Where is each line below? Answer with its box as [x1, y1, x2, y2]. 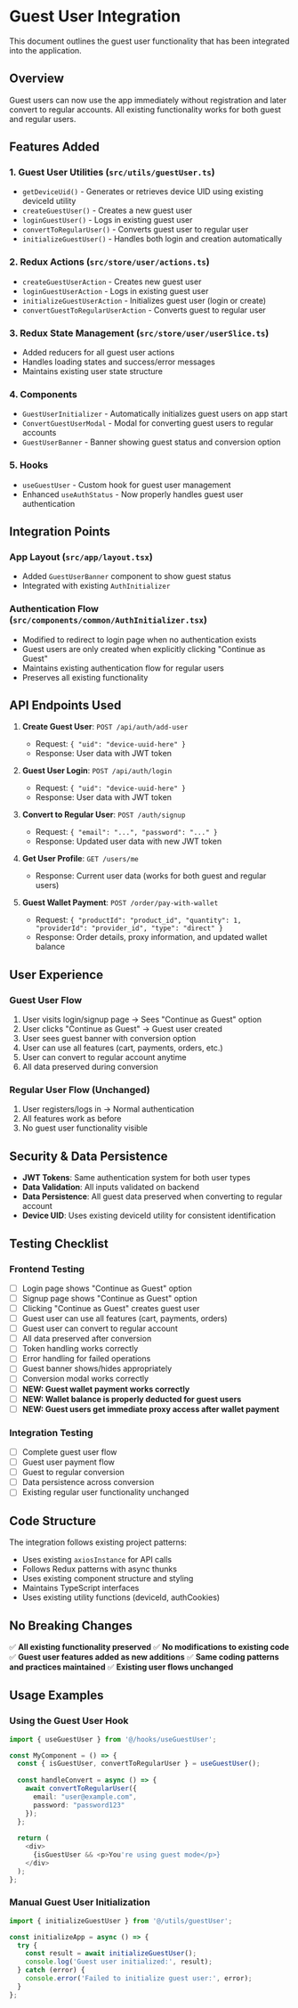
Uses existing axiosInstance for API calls [21, 1555, 172, 1565]
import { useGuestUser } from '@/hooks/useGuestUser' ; [9, 1735, 217, 1743]
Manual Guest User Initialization [9, 1896, 151, 1908]
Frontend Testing [9, 1262, 85, 1275]
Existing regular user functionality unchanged [21, 1487, 189, 1498]
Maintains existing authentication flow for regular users [21, 662, 224, 673]
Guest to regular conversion [21, 1467, 125, 1478]
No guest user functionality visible [21, 1122, 149, 1133]
